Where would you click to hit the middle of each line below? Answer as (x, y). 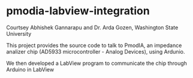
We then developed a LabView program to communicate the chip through (97, 63)
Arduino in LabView (30, 69)
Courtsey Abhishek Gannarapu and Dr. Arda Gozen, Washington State (92, 27)
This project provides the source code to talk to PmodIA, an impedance (94, 45)
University (19, 33)
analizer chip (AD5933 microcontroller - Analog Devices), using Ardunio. (96, 51)
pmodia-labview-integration (78, 11)
